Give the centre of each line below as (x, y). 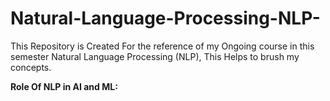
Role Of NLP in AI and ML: (64, 86)
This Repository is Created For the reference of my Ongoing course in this (162, 46)
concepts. (31, 67)
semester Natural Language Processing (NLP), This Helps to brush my (155, 56)
